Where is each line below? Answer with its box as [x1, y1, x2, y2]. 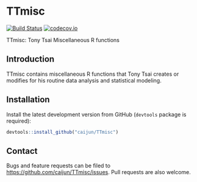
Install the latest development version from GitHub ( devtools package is [6, 111, 187, 118]
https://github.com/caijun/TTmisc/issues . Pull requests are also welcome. [6, 169, 191, 176]
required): [6, 117, 32, 125]
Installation [6, 95, 50, 105]
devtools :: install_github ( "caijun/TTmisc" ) [6, 129, 119, 135]
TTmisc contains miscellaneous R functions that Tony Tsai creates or [6, 70, 179, 78]
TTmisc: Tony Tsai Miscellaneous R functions [6, 36, 120, 43]
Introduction [6, 54, 55, 65]
